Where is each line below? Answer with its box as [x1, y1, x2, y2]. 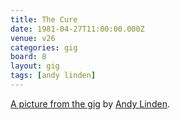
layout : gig [10, 61, 60, 71]
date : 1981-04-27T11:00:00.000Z [10, 24, 145, 34]
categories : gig [10, 42, 78, 53]
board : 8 [10, 52, 47, 62]
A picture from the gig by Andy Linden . [10, 97, 170, 110]
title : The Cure [10, 14, 78, 25]
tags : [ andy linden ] [10, 71, 97, 81]
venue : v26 [10, 33, 56, 43]
